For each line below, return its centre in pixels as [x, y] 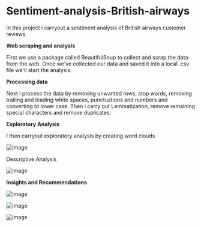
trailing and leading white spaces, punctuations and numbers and [87, 100]
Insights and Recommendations [46, 182]
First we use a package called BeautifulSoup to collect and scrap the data [97, 57]
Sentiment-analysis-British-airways [98, 11]
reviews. [16, 34]
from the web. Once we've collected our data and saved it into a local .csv [98, 64]
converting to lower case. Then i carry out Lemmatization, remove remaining [101, 106]
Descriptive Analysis [31, 159]
